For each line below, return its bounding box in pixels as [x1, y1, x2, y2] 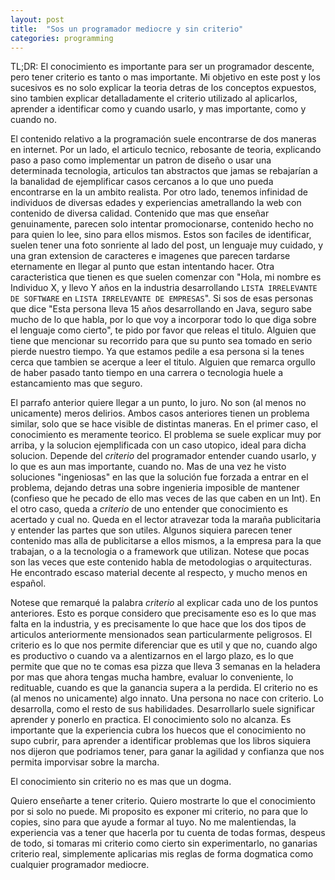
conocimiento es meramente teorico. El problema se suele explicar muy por [10, 429, 322, 441]
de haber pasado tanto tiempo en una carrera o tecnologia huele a [10, 367, 284, 379]
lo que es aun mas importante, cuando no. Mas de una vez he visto [10, 461, 287, 473]
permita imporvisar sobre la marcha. [10, 756, 160, 768]
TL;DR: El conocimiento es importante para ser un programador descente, [10, 61, 315, 73]
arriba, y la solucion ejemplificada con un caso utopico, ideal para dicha [10, 439, 307, 451]
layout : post [10, 14, 65, 25]
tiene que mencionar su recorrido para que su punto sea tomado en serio [10, 335, 313, 347]
